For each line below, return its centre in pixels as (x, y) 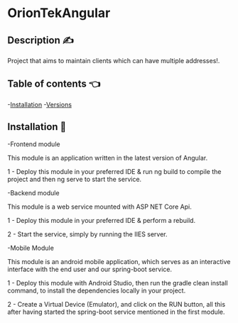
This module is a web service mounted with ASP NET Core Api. (99, 207)
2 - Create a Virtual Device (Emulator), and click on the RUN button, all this (117, 304)
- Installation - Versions (40, 104)
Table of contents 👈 (54, 84)
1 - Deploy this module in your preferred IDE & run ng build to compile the (114, 171)
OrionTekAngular (59, 13)
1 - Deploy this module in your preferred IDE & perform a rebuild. (102, 220)
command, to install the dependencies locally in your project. (97, 290)
